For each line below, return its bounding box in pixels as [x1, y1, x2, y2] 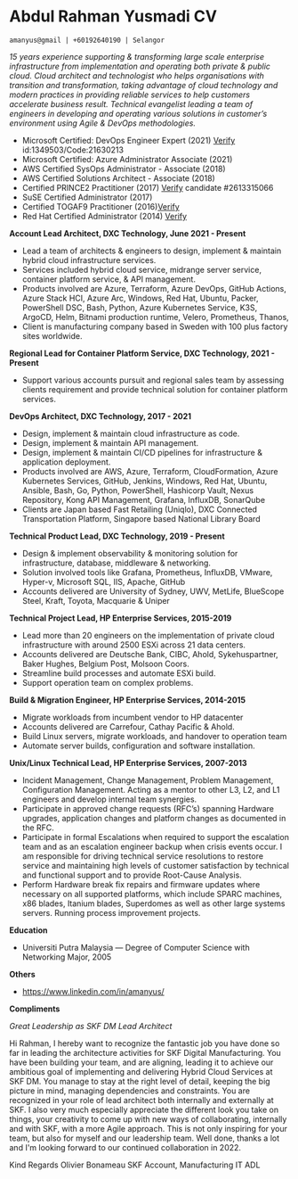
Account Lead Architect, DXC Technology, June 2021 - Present [9, 227, 246, 238]
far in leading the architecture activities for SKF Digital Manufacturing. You [9, 1047, 282, 1058]
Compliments [9, 1003, 60, 1014]
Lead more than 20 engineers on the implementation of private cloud [21, 630, 275, 640]
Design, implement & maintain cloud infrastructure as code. [21, 428, 240, 439]
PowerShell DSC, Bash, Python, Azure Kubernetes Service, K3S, [21, 301, 258, 313]
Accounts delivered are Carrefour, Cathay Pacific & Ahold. [21, 721, 236, 732]
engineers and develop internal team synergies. [21, 794, 197, 804]
